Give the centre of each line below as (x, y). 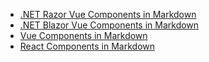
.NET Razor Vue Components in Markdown (108, 14)
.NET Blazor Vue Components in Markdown (109, 25)
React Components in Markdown (87, 46)
